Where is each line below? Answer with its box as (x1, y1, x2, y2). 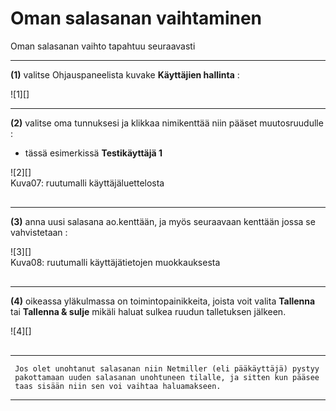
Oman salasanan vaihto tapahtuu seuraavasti (10, 40, 196, 52)
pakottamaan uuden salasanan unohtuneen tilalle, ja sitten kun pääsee (14, 372, 320, 382)
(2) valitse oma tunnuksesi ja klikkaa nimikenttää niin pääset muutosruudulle (10, 117, 324, 129)
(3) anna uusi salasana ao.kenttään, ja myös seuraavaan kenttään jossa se (10, 215, 316, 227)
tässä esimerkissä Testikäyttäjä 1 (24, 147, 163, 159)
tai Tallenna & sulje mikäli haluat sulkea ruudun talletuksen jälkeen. (10, 305, 287, 317)
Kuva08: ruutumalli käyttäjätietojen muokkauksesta (10, 256, 221, 268)
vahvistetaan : (10, 226, 68, 238)
